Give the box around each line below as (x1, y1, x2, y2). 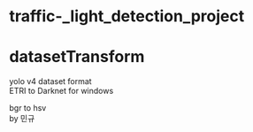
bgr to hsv (9, 103, 47, 113)
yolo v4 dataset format (9, 76, 92, 87)
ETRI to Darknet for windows (9, 86, 114, 97)
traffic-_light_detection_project (9, 6, 245, 27)
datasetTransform (9, 47, 145, 67)
